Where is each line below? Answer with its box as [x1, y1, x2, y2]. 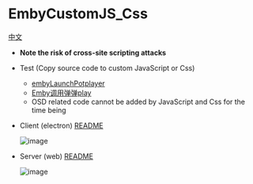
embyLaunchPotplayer [31, 79, 105, 88]
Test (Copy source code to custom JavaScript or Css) [19, 63, 195, 72]
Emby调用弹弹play [31, 88, 92, 98]
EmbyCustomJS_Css [8, 5, 149, 23]
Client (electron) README [19, 121, 104, 130]
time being [31, 105, 66, 115]
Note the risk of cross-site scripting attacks [19, 48, 167, 57]
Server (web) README [19, 151, 93, 161]
